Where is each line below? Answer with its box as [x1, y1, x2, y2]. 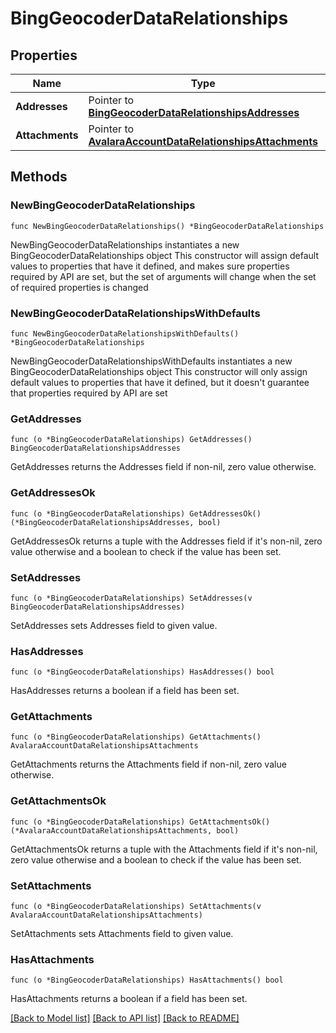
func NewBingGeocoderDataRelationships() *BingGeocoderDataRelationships [10, 221, 325, 231]
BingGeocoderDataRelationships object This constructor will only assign [10, 365, 308, 377]
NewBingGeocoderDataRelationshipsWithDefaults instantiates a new [10, 355, 293, 367]
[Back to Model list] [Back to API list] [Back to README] [10, 1012, 240, 1024]
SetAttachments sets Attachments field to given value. [10, 928, 234, 940]
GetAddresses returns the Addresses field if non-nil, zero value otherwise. [10, 461, 317, 473]
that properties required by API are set [10, 387, 168, 399]
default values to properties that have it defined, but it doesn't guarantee [10, 376, 310, 388]
